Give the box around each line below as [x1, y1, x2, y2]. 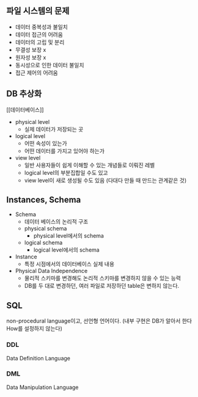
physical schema [24, 225, 67, 232]
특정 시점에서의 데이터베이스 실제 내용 [24, 260, 115, 268]
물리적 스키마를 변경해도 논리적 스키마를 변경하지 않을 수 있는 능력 [24, 274, 182, 282]
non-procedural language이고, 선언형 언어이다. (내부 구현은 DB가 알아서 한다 [6, 317, 193, 325]
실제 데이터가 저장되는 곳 [24, 125, 84, 133]
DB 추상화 [6, 89, 42, 99]
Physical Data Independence [15, 268, 88, 275]
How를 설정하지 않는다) [6, 325, 63, 332]
